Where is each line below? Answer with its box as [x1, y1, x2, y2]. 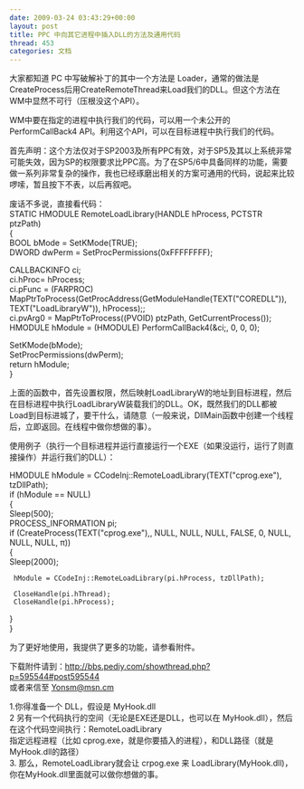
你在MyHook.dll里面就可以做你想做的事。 [9, 769, 163, 780]
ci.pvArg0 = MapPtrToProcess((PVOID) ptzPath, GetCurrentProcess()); [9, 313, 272, 324]
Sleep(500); [9, 509, 54, 519]
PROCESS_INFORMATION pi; [9, 518, 118, 529]
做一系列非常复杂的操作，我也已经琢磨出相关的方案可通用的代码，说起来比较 [9, 168, 295, 179]
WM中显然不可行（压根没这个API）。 [9, 96, 145, 107]
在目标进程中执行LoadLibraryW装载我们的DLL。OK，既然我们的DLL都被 [9, 399, 278, 410]
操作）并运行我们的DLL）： [16, 452, 116, 462]
